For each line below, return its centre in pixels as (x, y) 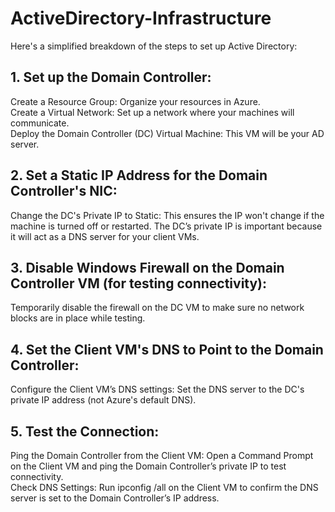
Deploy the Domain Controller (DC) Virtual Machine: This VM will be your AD (167, 133)
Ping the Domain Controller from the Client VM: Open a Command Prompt (162, 455)
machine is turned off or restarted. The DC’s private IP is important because (166, 226)
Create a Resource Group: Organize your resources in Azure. (135, 101)
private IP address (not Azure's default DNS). (103, 400)
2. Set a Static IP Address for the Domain (139, 175)
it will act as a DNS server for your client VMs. (105, 236)
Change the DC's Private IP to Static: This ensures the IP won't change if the (167, 215)
